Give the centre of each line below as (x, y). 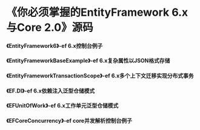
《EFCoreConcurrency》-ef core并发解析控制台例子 (69, 120)
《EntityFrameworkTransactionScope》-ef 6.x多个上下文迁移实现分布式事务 (100, 76)
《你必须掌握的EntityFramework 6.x (97, 12)
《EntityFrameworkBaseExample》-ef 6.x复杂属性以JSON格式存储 (88, 60)
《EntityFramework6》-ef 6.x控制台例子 (55, 45)
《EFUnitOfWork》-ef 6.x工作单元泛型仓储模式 (62, 106)
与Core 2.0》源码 (50, 28)
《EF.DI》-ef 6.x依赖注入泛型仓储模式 (51, 91)
